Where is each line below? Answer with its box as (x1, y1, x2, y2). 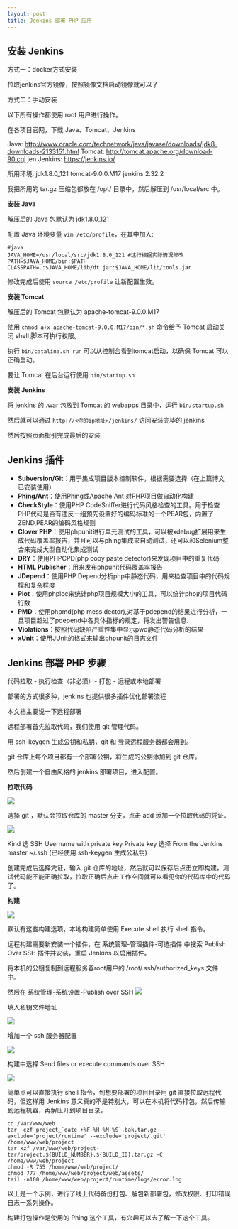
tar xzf (7, 1144, 30, 1152)
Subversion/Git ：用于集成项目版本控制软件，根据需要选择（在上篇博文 (17, 474, 225, 483)
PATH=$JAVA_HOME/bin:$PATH (7, 258, 87, 265)
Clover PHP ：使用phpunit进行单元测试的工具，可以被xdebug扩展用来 (17, 527, 220, 536)
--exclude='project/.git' (89, 1132, 166, 1139)
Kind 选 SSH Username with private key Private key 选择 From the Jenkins (7, 839, 223, 848)
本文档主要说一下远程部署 (7, 707, 82, 715)
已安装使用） (17, 483, 55, 492)
